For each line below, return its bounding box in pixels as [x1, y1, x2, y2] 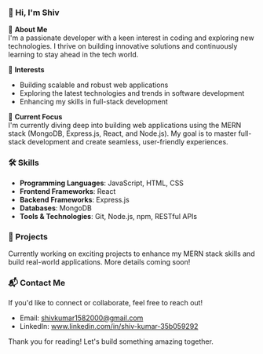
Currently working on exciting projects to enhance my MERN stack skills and [8, 249, 255, 258]
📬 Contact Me [8, 277, 66, 288]
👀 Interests [8, 65, 45, 75]
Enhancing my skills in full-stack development [19, 97, 169, 107]
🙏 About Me [8, 25, 48, 35]
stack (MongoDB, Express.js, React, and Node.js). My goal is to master [8, 129, 237, 138]
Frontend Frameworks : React [19, 186, 116, 195]
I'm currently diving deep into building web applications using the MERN [8, 121, 242, 130]
